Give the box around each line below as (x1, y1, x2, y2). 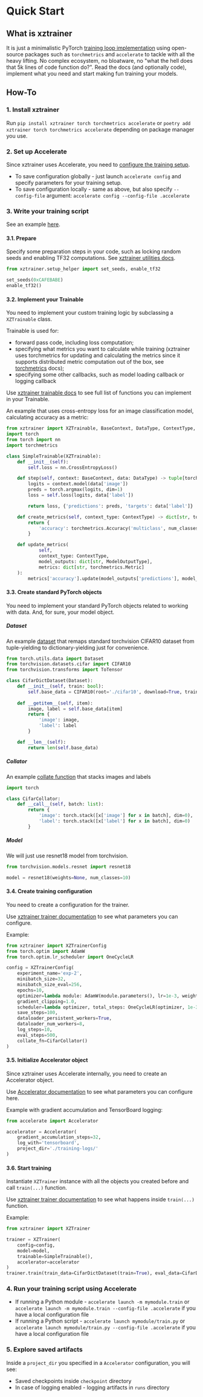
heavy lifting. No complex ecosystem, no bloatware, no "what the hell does (6, 57, 193, 64)
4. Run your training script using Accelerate (6, 1285, 137, 1293)
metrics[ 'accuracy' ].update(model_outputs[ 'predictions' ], (28, 575, 180, 581)
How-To (6, 88, 37, 98)
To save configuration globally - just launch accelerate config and (14, 172, 181, 179)
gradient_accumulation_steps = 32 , (17, 1134, 101, 1140)
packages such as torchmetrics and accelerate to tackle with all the (25, 51, 195, 58)
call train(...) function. (6, 1184, 68, 1192)
